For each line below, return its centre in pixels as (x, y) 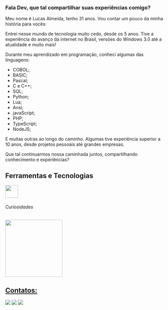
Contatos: (21, 290)
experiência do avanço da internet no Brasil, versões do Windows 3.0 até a (83, 39)
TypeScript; (25, 124)
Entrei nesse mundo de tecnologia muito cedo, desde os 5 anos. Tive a (79, 34)
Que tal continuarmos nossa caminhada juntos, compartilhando (72, 154)
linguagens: (18, 60)
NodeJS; (22, 129)
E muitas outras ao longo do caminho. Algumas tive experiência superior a (83, 139)
